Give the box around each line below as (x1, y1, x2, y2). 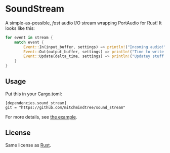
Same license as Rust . (5, 142, 52, 148)
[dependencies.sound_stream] (5, 100, 67, 105)
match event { (14, 40, 44, 45)
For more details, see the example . (5, 113, 77, 120)
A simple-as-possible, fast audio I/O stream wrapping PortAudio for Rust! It (5, 20, 162, 26)
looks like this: (5, 25, 35, 31)
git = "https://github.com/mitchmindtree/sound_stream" (5, 105, 125, 110)
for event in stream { (5, 35, 53, 40)
